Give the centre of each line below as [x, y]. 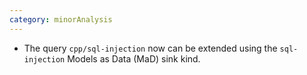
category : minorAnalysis [61, 19]
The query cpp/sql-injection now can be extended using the [150, 48]
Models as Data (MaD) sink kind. [134, 58]
